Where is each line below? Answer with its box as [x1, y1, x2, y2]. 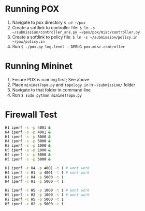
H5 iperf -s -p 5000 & [5, 157, 51, 161]
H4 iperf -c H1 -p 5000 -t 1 [5, 179, 64, 184]
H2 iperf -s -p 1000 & [5, 143, 51, 148]
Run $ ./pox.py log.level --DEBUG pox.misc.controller [12, 43, 125, 49]
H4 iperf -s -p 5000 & [5, 139, 51, 144]
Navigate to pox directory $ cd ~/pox [12, 19, 86, 25]
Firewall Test [5, 109, 57, 120]
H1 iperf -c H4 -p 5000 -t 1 [5, 175, 64, 179]
